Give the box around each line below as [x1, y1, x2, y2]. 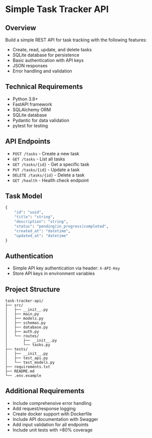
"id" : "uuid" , [14, 210, 44, 215]
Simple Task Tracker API [5, 4, 109, 15]
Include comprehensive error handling [12, 400, 92, 406]
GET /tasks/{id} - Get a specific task [12, 161, 90, 167]
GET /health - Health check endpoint [12, 177, 89, 183]
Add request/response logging [12, 405, 76, 411]
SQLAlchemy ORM [12, 107, 51, 113]
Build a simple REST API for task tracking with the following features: [5, 37, 147, 43]
